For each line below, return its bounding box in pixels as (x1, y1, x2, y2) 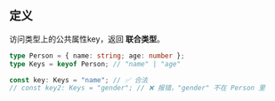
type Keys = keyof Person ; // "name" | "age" (9, 59, 181, 68)
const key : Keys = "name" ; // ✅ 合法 (9, 75, 149, 84)
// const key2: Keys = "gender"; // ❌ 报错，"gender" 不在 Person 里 (9, 83, 265, 93)
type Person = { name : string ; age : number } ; (9, 51, 185, 60)
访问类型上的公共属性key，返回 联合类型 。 (9, 34, 166, 44)
